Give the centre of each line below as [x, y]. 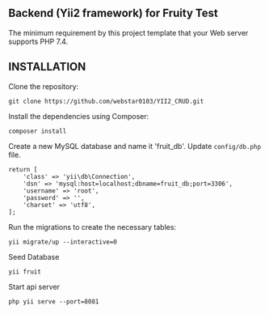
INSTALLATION [47, 67]
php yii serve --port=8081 [54, 301]
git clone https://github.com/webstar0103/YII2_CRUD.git [106, 101]
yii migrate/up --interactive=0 [63, 242]
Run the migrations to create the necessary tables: [92, 227]
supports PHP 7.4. [38, 41]
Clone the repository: [44, 86]
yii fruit [25, 272]
